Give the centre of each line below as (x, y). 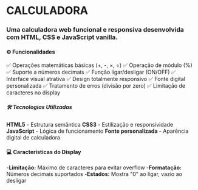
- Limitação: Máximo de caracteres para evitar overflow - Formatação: (94, 167)
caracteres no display (33, 93)
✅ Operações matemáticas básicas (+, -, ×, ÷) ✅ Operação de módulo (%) (99, 65)
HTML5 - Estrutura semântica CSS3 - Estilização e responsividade (90, 125)
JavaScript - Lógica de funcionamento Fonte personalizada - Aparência (97, 131)
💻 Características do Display (44, 152)
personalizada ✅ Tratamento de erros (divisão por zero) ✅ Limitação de (96, 86)
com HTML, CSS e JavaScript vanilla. (62, 37)
